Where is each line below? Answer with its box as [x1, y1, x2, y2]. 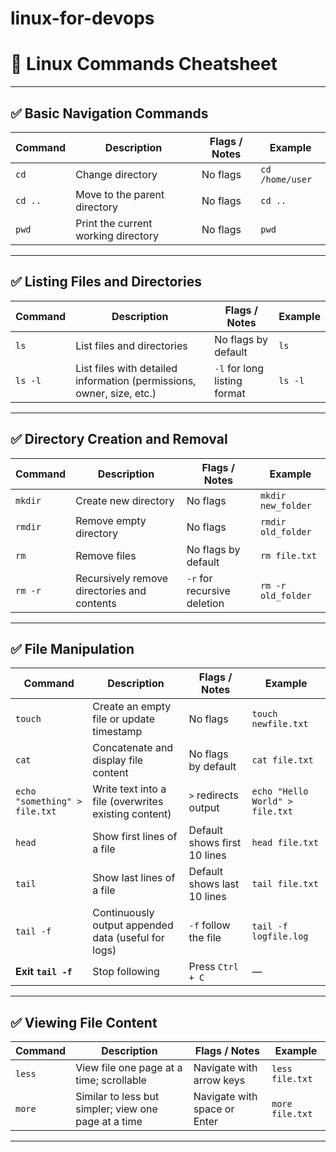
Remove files [75, 548, 137, 562]
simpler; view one [75, 1102, 158, 1116]
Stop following [92, 965, 160, 979]
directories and [75, 583, 147, 597]
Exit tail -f [15, 965, 73, 979]
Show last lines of [92, 871, 176, 885]
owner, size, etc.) [75, 386, 157, 400]
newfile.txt [251, 718, 309, 730]
